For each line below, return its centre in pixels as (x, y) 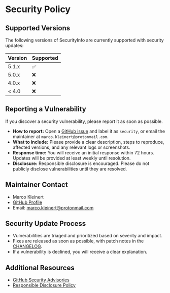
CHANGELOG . (27, 246)
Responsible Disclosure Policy (44, 285)
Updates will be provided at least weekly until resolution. (72, 158)
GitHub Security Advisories (41, 280)
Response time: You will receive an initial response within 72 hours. (83, 152)
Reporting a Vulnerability (46, 109)
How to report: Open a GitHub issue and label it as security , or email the (89, 131)
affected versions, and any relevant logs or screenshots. (71, 147)
